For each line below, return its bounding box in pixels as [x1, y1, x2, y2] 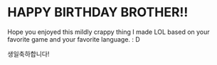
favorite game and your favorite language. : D [7, 35, 140, 43]
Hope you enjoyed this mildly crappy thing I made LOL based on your [7, 28, 210, 36]
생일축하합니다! [7, 49, 50, 58]
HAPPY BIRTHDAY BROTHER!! [7, 4, 189, 20]
